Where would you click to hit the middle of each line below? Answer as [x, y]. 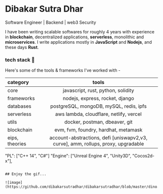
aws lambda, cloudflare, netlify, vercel [98, 114]
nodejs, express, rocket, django [98, 98]
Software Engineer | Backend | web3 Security [50, 22]
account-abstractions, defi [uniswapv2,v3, [98, 138]
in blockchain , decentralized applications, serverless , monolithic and [74, 37]
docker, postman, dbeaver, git [98, 122]
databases [19, 106]
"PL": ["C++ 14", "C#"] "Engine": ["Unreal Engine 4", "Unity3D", [68, 156]
